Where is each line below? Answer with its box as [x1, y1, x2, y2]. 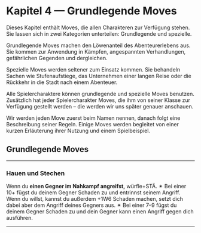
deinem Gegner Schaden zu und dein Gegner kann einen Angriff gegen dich [6, 208, 194, 215]
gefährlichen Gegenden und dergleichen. [6, 54, 108, 61]
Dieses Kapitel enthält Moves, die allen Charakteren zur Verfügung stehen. [6, 24, 190, 31]
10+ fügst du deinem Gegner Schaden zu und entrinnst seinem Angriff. [6, 189, 181, 196]
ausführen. [6, 215, 33, 222]
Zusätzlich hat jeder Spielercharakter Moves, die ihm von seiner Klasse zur [6, 97, 190, 104]
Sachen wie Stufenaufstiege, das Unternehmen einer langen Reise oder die [6, 72, 191, 79]
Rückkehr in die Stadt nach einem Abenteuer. [6, 79, 118, 86]
